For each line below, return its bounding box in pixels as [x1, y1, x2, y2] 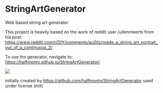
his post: [5, 34, 23, 40]
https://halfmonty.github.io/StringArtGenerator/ [5, 59, 100, 65]
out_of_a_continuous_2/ [5, 44, 53, 50]
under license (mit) [5, 83, 43, 89]
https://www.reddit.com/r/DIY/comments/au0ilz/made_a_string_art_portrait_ [5, 39, 158, 45]
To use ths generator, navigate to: [5, 54, 73, 59]
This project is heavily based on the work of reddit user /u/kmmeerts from [5, 29, 154, 35]
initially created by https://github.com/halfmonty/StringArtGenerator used [5, 77, 153, 83]
